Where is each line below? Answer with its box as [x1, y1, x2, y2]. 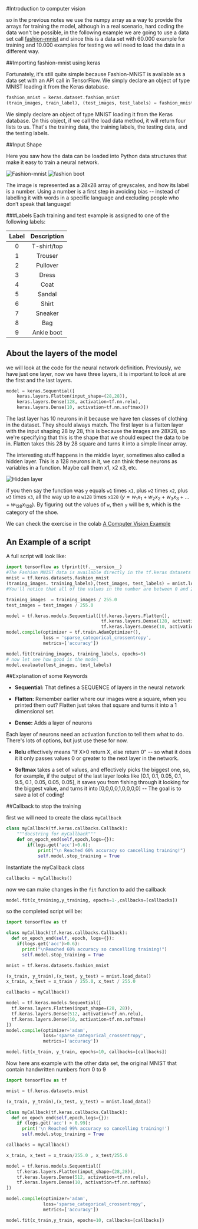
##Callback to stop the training [6, 802, 81, 810]
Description [30, 232, 64, 240]
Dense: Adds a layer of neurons [14, 719, 93, 726]
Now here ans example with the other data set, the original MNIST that [6, 1060, 177, 1067]
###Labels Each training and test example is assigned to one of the [6, 212, 170, 219]
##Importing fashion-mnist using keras [6, 59, 101, 66]
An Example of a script [6, 537, 91, 548]
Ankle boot [32, 328, 63, 336]
